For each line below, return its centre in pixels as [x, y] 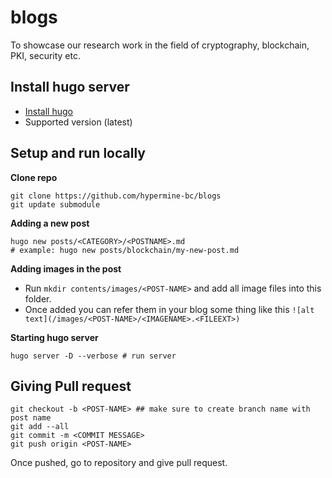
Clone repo [34, 177]
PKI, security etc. [45, 55]
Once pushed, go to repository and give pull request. [119, 463]
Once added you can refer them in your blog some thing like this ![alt [169, 309]
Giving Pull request [71, 386]
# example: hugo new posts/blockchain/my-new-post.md [125, 250]
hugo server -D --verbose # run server [93, 356]
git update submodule [55, 204]
